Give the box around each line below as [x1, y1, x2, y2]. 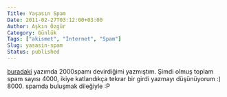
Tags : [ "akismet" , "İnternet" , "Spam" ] [7, 36, 122, 43]
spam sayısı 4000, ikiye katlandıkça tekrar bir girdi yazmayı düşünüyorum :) [7, 74, 221, 83]
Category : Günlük [7, 29, 57, 36]
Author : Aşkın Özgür [7, 23, 67, 30]
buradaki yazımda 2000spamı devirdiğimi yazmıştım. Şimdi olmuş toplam [7, 67, 214, 76]
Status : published [7, 49, 60, 56]
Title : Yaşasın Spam [7, 10, 67, 17]
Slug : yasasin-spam [7, 42, 63, 49]
